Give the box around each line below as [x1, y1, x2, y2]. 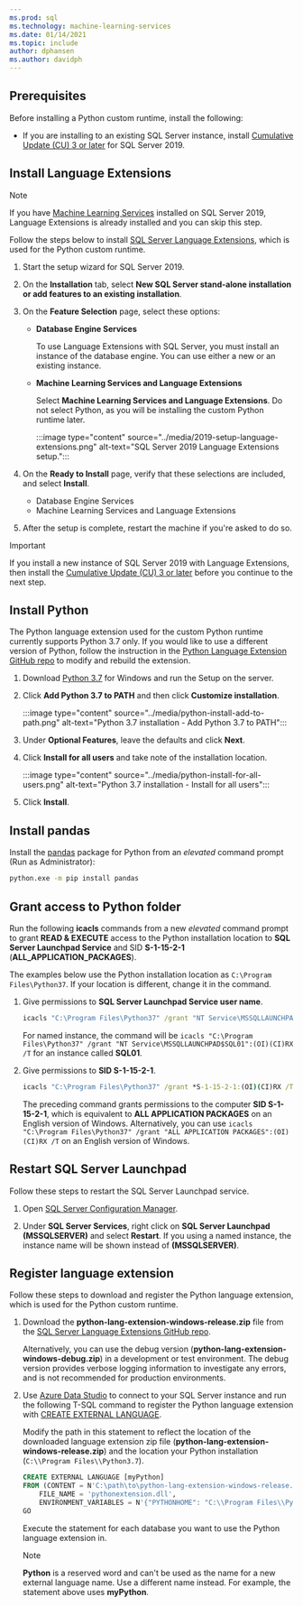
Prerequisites [9, 88, 87, 104]
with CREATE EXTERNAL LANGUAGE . [22, 1409, 162, 1420]
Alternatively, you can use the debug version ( [22, 1343, 194, 1354]
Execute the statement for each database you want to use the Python [22, 1522, 280, 1534]
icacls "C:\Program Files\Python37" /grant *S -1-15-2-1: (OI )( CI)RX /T [22, 1082, 294, 1092]
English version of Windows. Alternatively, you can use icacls [22, 1118, 253, 1129]
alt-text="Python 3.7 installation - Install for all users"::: [66, 780, 271, 790]
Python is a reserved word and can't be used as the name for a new [22, 1567, 276, 1578]
